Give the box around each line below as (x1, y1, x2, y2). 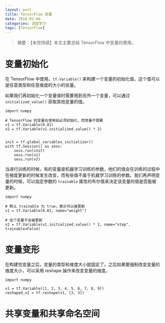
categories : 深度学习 (5, 21, 47, 26)
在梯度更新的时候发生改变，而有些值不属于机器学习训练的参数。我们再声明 (5, 172, 156, 178)
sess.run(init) (14, 148, 45, 153)
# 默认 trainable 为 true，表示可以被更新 (5, 204, 85, 209)
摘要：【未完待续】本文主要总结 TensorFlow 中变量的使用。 (17, 40, 136, 46)
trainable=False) (5, 226, 41, 231)
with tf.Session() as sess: (5, 144, 63, 149)
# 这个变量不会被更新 (5, 218, 43, 223)
